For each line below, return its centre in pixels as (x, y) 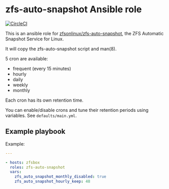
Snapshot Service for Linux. (35, 39)
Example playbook (35, 132)
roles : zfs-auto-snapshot (38, 167)
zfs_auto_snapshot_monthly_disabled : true (60, 177)
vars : (16, 172)
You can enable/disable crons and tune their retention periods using (77, 110)
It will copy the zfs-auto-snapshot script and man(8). (61, 49)
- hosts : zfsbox (23, 162)
